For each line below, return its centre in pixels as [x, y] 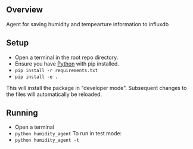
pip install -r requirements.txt [56, 70]
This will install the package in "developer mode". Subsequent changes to [96, 88]
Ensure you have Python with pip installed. [67, 63]
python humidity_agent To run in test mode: [68, 134]
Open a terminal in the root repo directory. [66, 57]
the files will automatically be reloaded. [54, 94]
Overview [25, 10]
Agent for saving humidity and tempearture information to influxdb [88, 24]
